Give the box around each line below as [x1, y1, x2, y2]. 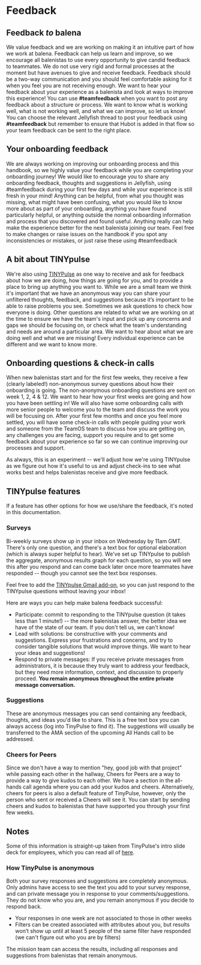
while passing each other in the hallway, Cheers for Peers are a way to [6, 771, 181, 778]
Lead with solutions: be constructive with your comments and [14, 630, 167, 637]
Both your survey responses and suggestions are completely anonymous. [6, 877, 188, 885]
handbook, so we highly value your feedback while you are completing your [6, 166, 194, 173]
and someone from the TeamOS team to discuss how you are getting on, [6, 425, 186, 432]
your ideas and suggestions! [14, 649, 85, 656]
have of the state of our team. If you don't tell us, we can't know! [14, 624, 175, 631]
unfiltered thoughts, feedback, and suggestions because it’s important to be [6, 296, 194, 303]
